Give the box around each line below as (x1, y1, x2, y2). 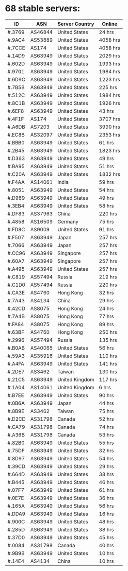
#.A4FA (7, 360, 24, 367)
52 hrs (99, 415, 114, 422)
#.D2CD (7, 415, 26, 422)
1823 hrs (99, 147, 120, 154)
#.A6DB (7, 123, 25, 130)
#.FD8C (7, 226, 25, 233)
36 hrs (99, 494, 114, 501)
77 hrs (99, 313, 114, 320)
